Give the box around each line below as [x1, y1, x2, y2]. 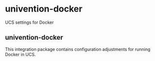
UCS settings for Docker [5, 19, 54, 25]
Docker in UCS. [5, 51, 36, 57]
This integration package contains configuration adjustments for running [5, 46, 151, 52]
